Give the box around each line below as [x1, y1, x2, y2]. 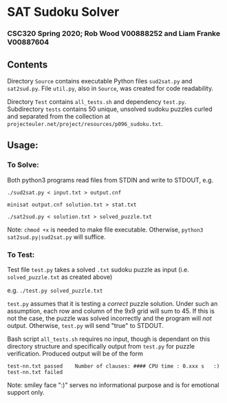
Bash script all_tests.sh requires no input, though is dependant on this [7, 335, 210, 343]
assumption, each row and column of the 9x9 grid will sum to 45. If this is [7, 307, 215, 315]
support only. [7, 388, 45, 396]
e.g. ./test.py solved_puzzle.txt [7, 286, 103, 294]
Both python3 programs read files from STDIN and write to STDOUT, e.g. [7, 176, 214, 184]
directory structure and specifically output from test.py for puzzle [7, 342, 195, 350]
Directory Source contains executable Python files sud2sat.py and [7, 76, 193, 85]
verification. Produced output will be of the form [7, 349, 143, 358]
